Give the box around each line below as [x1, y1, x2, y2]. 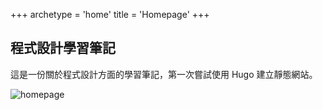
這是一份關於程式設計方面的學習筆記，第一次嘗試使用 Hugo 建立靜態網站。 [10, 68, 318, 80]
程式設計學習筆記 [10, 40, 116, 57]
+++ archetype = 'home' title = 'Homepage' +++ [10, 9, 210, 20]
